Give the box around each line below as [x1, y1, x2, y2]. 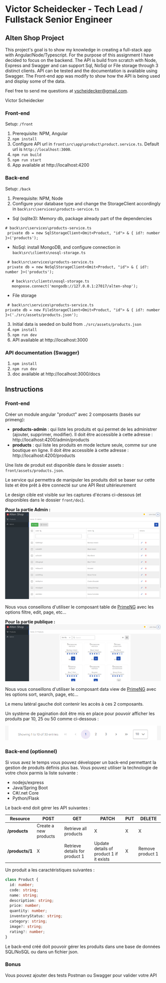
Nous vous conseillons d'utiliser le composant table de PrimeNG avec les [5, 604, 154, 610]
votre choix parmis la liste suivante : [5, 770, 78, 776]
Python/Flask [12, 795, 40, 801]
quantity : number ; [9, 908, 48, 913]
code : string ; [9, 888, 39, 893]
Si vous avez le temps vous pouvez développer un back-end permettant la [5, 759, 157, 765]
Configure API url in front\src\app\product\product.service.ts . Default [12, 141, 160, 147]
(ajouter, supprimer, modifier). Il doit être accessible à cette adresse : [12, 431, 153, 437]
